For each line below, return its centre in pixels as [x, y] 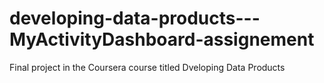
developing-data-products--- [135, 18]
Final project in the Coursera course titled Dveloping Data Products [147, 67]
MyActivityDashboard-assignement [162, 39]
